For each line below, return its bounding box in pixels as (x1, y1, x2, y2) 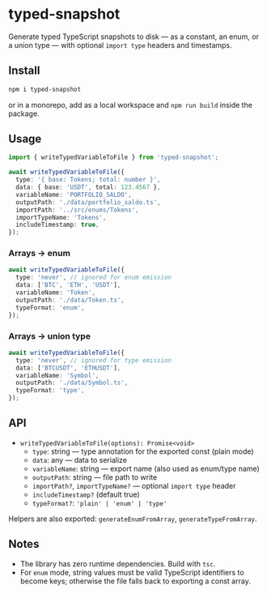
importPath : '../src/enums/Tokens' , (15, 206, 139, 214)
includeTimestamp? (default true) (32, 489, 140, 499)
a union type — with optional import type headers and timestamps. (8, 40, 232, 49)
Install (8, 64, 40, 78)
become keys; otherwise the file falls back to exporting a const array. (19, 576, 251, 586)
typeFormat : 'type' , (15, 387, 85, 395)
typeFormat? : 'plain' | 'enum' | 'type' (32, 498, 167, 507)
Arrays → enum (8, 248, 71, 259)
